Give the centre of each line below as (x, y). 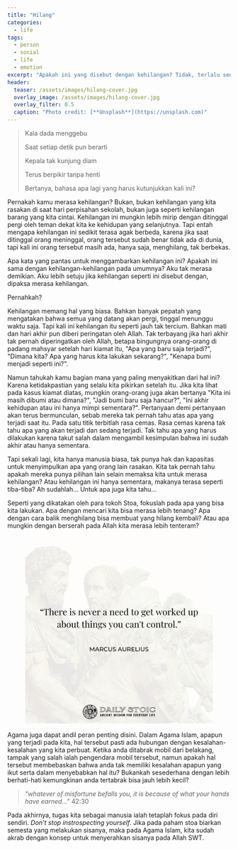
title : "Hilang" (31, 15)
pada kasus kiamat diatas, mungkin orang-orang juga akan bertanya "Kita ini (119, 393)
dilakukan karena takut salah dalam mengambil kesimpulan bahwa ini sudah (118, 438)
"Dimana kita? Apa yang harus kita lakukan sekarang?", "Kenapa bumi (109, 356)
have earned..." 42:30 (57, 801)
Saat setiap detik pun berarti (66, 147)
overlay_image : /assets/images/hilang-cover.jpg (87, 97)
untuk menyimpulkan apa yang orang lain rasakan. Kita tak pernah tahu (111, 467)
